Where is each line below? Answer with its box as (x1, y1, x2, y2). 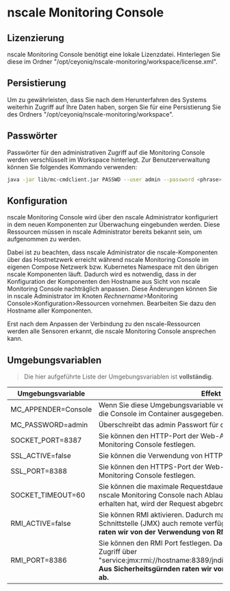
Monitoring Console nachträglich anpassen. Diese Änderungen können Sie (7, 285, 218, 293)
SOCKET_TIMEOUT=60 (10, 490, 86, 500)
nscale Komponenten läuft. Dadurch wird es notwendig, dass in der (7, 270, 197, 278)
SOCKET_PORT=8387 (10, 435, 82, 445)
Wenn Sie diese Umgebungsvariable (98, 400, 216, 410)
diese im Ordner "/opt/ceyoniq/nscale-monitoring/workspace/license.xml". (7, 58, 218, 66)
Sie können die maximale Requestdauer (98, 482, 226, 492)
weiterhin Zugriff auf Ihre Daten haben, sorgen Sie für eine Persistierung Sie (7, 103, 221, 111)
